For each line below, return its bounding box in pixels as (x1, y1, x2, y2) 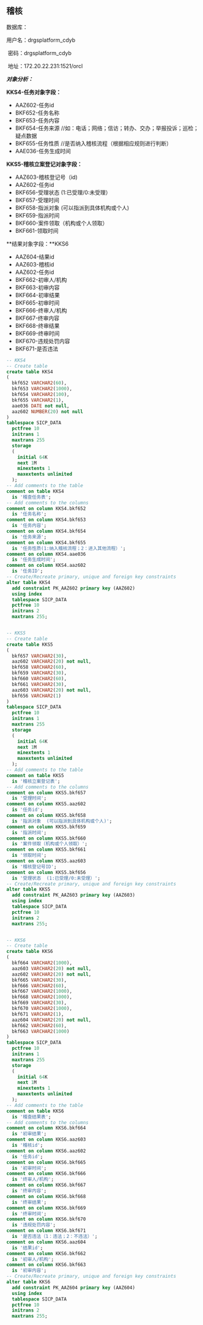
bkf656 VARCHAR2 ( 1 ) (12, 693, 62, 699)
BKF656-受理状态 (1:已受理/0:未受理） (15, 189, 111, 196)
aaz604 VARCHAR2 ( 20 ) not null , (12, 1017, 92, 1023)
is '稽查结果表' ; (12, 1114, 51, 1120)
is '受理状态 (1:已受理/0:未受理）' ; (12, 875, 101, 881)
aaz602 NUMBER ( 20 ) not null (12, 408, 84, 415)
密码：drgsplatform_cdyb (7, 49, 72, 56)
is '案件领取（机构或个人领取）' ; (12, 841, 87, 847)
